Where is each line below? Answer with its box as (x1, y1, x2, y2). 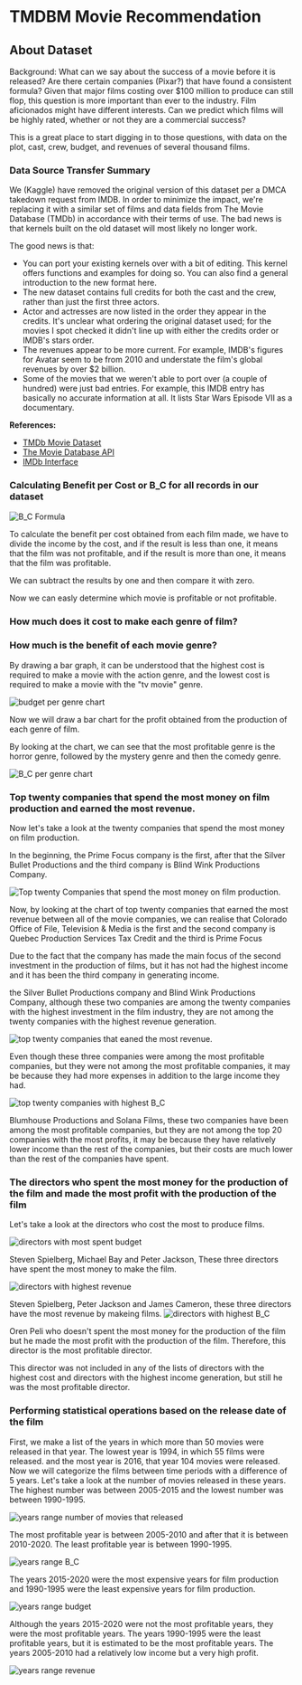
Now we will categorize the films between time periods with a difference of (9, 1465, 288, 1476)
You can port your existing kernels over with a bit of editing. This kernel (22, 258, 288, 269)
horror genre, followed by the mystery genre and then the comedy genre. (9, 751, 281, 762)
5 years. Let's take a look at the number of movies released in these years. (9, 1474, 287, 1485)
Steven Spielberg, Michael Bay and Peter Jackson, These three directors (9, 1254, 279, 1265)
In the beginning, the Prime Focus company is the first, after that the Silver (9, 850, 286, 861)
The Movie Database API (22, 447, 115, 458)
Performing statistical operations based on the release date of (9, 1405, 287, 1417)
